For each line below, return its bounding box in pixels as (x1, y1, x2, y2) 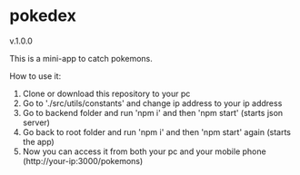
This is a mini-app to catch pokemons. (9, 53, 153, 63)
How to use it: (9, 70, 62, 82)
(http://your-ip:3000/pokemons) (22, 155, 144, 166)
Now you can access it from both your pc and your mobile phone (22, 146, 266, 157)
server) (22, 117, 50, 128)
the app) (22, 136, 55, 147)
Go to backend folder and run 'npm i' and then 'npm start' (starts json (22, 107, 284, 118)
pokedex (9, 5, 77, 26)
